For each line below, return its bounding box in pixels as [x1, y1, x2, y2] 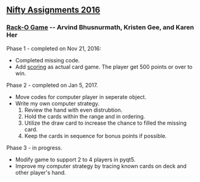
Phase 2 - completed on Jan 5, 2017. [6, 81, 98, 89]
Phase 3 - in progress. [6, 144, 62, 151]
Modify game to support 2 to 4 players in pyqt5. [15, 156, 136, 163]
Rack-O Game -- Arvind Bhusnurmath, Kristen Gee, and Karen [6, 23, 194, 32]
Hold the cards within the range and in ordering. [24, 112, 146, 120]
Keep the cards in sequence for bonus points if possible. [24, 132, 167, 139]
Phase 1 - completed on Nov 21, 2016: [6, 45, 102, 52]
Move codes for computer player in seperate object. [15, 93, 147, 100]
